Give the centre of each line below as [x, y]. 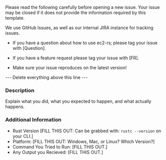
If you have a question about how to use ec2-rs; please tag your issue [85, 43]
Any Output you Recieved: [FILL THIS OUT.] [58, 152]
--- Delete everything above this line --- [47, 77]
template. [15, 18]
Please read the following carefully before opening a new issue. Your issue [82, 7]
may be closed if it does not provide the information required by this [75, 13]
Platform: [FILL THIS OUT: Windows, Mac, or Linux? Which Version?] [84, 141]
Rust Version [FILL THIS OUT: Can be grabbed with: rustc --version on [87, 131]
